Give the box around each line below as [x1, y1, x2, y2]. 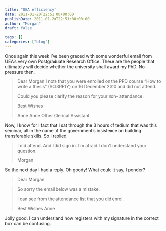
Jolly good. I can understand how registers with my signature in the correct [5, 215, 159, 221]
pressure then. [5, 69, 35, 75]
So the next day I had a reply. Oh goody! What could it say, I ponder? [5, 167, 145, 173]
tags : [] [5, 35, 23, 40]
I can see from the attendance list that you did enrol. [17, 196, 124, 202]
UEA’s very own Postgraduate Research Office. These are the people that [5, 58, 155, 64]
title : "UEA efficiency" [5, 7, 56, 12]
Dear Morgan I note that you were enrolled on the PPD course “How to [17, 78, 161, 84]
